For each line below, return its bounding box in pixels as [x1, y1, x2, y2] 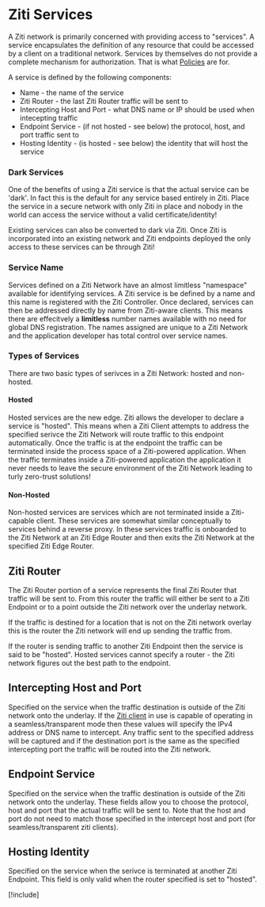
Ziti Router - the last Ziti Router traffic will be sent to [19, 96, 188, 106]
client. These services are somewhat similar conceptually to [36, 516, 232, 525]
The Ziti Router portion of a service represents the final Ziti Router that [8, 586, 237, 595]
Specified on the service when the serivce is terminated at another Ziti [8, 867, 237, 876]
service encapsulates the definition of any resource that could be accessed [8, 40, 255, 49]
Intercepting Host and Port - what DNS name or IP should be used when [19, 105, 255, 114]
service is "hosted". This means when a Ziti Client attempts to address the [8, 421, 249, 431]
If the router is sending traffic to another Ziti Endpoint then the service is [8, 641, 244, 651]
